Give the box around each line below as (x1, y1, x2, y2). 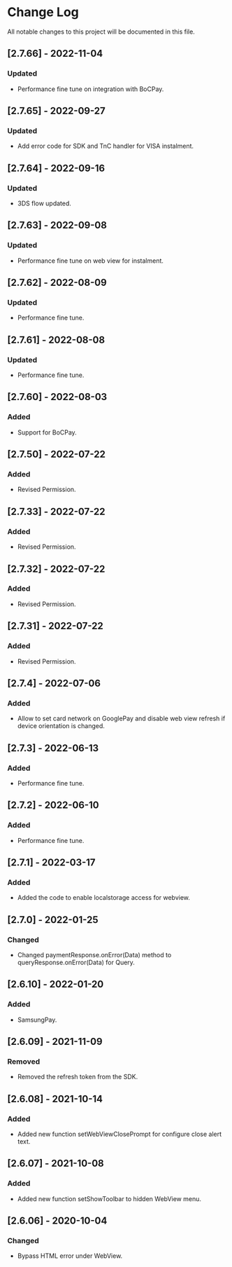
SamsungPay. (17, 1015, 57, 1024)
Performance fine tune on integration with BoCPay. (17, 85, 164, 93)
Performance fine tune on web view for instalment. (17, 256, 164, 265)
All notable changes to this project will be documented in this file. (7, 27, 196, 36)
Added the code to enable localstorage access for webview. (17, 893, 191, 902)
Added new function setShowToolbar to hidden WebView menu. (17, 1194, 201, 1203)
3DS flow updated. (17, 199, 72, 207)
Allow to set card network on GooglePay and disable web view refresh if (17, 714, 226, 722)
